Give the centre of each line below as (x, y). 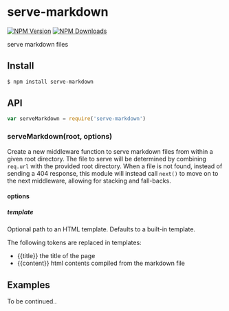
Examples (29, 285)
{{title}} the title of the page (56, 256)
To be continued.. (32, 301)
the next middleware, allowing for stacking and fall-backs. (89, 181)
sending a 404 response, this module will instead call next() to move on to (113, 173)
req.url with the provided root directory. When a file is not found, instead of (115, 166)
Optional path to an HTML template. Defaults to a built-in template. (101, 229)
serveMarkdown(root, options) (60, 137)
